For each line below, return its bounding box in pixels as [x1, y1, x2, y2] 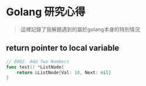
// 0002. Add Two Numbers [6, 59, 69, 64]
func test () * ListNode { [6, 64, 64, 70]
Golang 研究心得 [6, 5, 86, 19]
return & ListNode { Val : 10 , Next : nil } [16, 70, 111, 75]
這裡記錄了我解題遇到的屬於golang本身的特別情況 [20, 26, 140, 33]
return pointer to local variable [6, 43, 120, 53]
